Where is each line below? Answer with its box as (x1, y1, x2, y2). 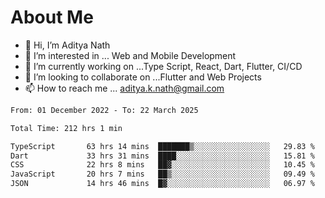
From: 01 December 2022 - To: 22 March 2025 (10, 105, 199, 115)
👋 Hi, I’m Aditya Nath (24, 39, 111, 51)
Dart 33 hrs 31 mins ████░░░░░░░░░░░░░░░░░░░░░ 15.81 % (10, 151, 315, 161)
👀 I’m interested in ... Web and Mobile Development (24, 49, 237, 61)
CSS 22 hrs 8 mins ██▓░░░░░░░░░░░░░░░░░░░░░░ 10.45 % (10, 160, 315, 170)
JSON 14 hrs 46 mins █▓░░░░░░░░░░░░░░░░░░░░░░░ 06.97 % (10, 179, 315, 189)
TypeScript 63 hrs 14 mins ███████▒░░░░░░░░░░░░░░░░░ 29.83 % (10, 141, 315, 151)
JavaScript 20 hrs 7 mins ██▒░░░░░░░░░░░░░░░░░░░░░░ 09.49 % (10, 169, 315, 180)
